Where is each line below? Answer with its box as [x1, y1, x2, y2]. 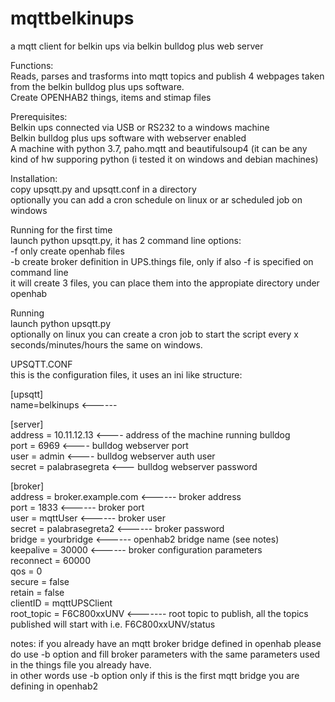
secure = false [10, 575, 70, 587]
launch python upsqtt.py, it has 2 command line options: [10, 234, 242, 246]
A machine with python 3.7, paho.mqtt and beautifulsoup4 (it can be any [10, 142, 308, 154]
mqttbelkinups [10, 7, 135, 30]
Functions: [10, 59, 54, 71]
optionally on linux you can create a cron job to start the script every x [10, 328, 300, 340]
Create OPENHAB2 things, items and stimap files [10, 91, 212, 103]
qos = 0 [10, 565, 43, 577]
